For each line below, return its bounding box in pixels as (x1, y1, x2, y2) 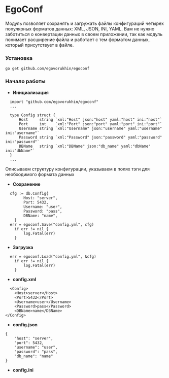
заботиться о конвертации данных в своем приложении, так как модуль (5, 31, 163, 37)
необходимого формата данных (5, 171, 75, 177)
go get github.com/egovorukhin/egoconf (5, 66, 90, 72)
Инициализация (12, 89, 49, 95)
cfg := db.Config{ (10, 191, 49, 196)
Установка (5, 54, 33, 61)
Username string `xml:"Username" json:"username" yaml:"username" (18, 126, 162, 131)
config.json (12, 321, 38, 328)
